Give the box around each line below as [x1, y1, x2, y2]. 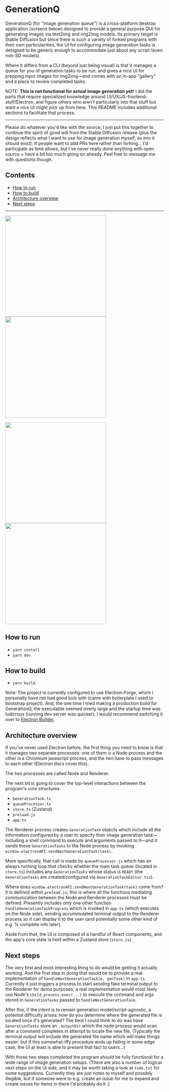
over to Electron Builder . [5, 717, 55, 723]
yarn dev [12, 653, 31, 658]
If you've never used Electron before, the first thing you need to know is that [5, 744, 163, 751]
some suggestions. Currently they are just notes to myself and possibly [5, 1070, 153, 1076]
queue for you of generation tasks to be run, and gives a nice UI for [5, 67, 145, 74]
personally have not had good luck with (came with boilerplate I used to [5, 695, 153, 701]
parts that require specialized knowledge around [5, 93, 106, 100]
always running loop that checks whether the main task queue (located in [5, 863, 157, 870]
